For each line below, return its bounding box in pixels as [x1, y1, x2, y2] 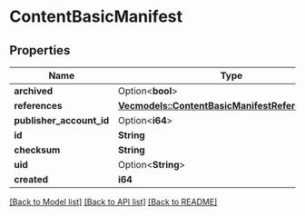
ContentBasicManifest [9, 6, 183, 27]
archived [14, 84, 54, 97]
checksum [14, 143, 61, 156]
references [14, 100, 63, 112]
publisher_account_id [14, 114, 110, 126]
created [14, 173, 48, 185]
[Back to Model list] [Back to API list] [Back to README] [9, 197, 218, 207]
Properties [9, 43, 71, 58]
